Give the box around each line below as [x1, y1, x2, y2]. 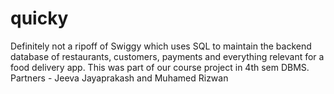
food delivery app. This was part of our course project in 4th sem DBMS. [10, 61, 310, 73]
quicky [10, 7, 69, 30]
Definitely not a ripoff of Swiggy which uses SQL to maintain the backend [10, 40, 312, 52]
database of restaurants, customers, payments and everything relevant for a [10, 50, 325, 62]
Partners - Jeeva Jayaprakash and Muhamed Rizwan [10, 72, 229, 84]
